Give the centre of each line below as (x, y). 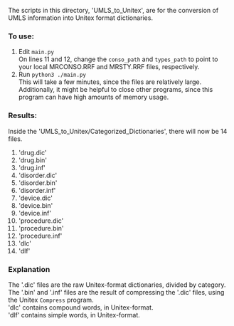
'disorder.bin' (38, 183)
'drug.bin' (32, 160)
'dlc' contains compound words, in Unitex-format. (81, 307)
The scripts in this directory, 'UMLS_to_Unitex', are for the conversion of (113, 10)
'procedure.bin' (41, 228)
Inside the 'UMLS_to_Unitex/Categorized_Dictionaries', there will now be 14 (118, 131)
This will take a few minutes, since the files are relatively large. (110, 82)
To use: (21, 36)
